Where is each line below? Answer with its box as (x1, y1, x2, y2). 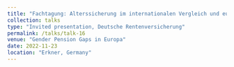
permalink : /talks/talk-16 (7, 29, 86, 37)
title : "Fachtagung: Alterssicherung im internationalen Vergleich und (7, 10, 219, 17)
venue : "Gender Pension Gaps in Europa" (7, 36, 127, 43)
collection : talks (7, 17, 61, 24)
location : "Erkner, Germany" (7, 50, 92, 57)
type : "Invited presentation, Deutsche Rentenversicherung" (7, 23, 186, 30)
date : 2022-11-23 (7, 43, 58, 50)
